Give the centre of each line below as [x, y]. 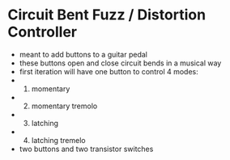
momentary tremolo [64, 106]
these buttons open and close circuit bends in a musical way [120, 63]
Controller [43, 32]
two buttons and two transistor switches [86, 149]
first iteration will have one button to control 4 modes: [109, 71]
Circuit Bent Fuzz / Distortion [107, 15]
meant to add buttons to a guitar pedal [83, 54]
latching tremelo [58, 140]
